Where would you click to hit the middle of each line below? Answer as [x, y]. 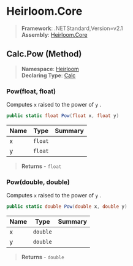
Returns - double [43, 257]
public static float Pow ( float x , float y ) [63, 116]
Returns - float [41, 166]
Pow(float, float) [31, 91]
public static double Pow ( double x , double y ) [67, 207]
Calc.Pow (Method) [44, 54]
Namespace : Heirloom [50, 69]
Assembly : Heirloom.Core [54, 34]
